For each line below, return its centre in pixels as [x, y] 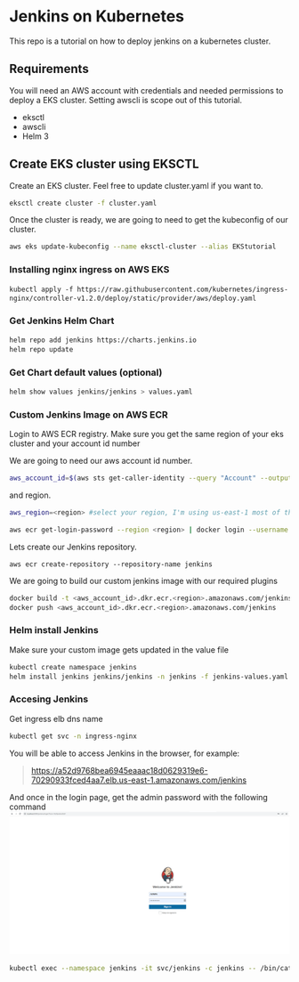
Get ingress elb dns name [57, 718]
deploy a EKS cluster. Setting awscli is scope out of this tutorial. [126, 100]
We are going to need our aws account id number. [101, 461]
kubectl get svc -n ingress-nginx [73, 736]
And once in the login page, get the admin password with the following [139, 797]
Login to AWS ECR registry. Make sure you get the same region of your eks [147, 434]
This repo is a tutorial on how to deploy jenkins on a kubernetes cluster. [140, 41]
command [28, 807]
